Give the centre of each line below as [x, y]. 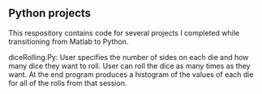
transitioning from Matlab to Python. [69, 41]
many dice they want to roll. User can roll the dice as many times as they [129, 66]
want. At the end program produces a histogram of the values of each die [131, 74]
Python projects [50, 13]
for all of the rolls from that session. [68, 83]
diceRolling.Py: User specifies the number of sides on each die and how [129, 57]
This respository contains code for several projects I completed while [124, 32]
